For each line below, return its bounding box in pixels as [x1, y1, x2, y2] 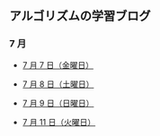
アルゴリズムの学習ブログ [9, 8, 151, 24]
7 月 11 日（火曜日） [22, 116, 96, 127]
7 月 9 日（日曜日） [22, 98, 94, 108]
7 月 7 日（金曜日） [22, 59, 94, 70]
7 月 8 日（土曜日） [22, 79, 94, 89]
